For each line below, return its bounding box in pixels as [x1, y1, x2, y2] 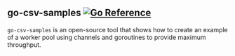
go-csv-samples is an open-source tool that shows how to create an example [7, 25, 228, 34]
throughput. [7, 40, 41, 49]
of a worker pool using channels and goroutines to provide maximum [7, 33, 206, 41]
